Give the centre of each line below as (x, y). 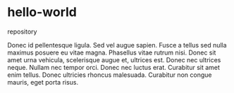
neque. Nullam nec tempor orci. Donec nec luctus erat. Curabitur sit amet (114, 67)
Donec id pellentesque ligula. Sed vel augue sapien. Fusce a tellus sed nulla (117, 45)
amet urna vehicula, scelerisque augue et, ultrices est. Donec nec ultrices (114, 59)
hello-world (42, 12)
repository (22, 31)
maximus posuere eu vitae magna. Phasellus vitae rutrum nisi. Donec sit (112, 52)
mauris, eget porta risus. (43, 82)
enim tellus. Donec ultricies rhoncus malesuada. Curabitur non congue (110, 75)
